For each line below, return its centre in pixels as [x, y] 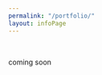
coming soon [30, 62]
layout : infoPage [37, 23]
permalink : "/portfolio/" [51, 16]
